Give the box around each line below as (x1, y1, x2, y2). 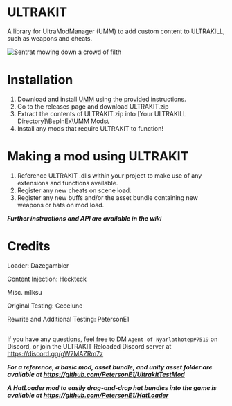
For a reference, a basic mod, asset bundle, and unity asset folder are (7, 363, 213, 371)
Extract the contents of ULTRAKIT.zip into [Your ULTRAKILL (17, 109, 187, 118)
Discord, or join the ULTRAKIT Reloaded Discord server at (7, 342, 172, 351)
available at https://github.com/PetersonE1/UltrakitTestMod (7, 371, 185, 379)
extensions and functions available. (17, 178, 118, 187)
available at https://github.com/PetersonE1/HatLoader (7, 391, 169, 400)
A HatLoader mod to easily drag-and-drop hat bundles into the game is (7, 384, 217, 392)
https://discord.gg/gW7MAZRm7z (7, 350, 104, 358)
